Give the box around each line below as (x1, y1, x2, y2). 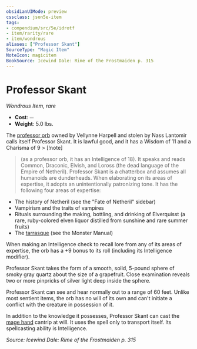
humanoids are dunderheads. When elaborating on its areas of (20, 174, 172, 182)
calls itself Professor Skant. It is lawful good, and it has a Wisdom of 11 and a (6, 138, 191, 145)
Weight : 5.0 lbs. (14, 120, 54, 127)
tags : (6, 19, 19, 25)
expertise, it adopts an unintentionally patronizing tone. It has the (20, 180, 178, 188)
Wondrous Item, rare (6, 102, 56, 109)
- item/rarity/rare (6, 31, 54, 36)
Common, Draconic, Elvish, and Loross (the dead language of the (20, 162, 179, 169)
